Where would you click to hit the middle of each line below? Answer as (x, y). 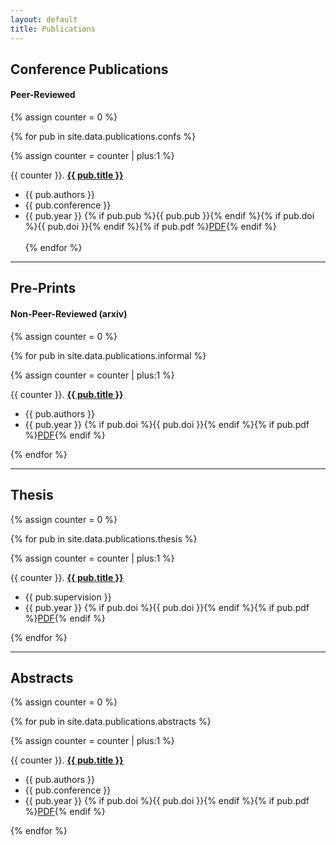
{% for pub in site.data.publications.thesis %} (104, 538)
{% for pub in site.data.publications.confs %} (103, 137)
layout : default (44, 19)
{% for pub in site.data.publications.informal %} (108, 355)
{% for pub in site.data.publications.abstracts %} (111, 722)
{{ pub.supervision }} (68, 597)
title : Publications (53, 29)
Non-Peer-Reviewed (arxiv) (69, 314)
